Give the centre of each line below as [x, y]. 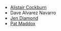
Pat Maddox [23, 23]
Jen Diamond [24, 18]
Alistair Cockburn [28, 7]
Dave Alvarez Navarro [33, 13]
